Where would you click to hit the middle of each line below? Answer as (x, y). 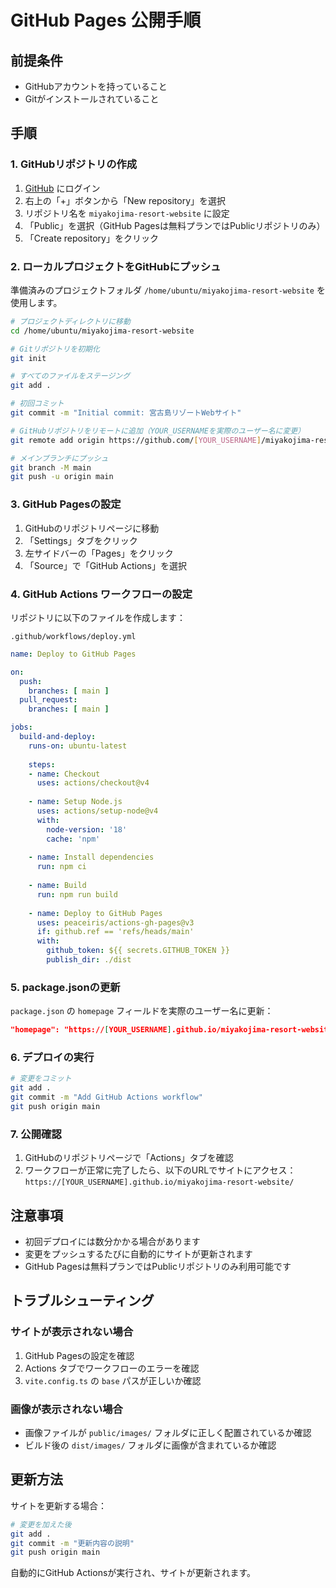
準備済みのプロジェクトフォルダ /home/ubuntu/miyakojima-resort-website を (168, 290)
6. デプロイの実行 (52, 1058)
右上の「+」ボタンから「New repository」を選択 (125, 200)
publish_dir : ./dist (89, 960)
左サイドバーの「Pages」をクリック (99, 553)
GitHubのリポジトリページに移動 (92, 528)
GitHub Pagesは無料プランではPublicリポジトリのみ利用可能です (158, 1267)
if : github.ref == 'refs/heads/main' (115, 932)
